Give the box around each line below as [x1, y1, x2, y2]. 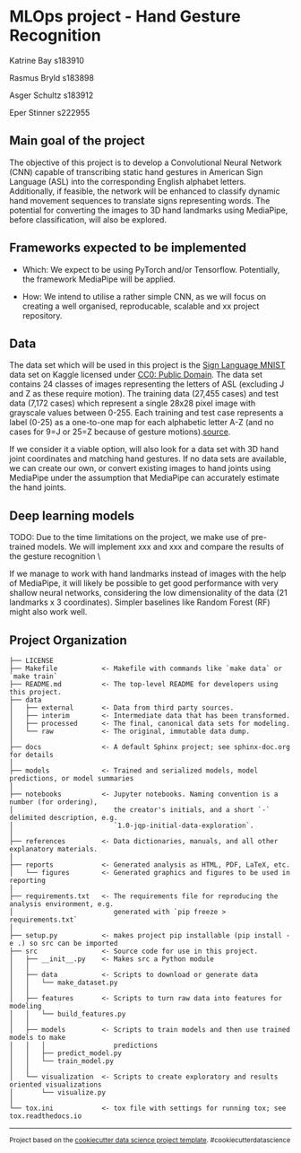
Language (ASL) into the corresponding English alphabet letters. [9, 176, 246, 187]
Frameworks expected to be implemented [9, 240, 246, 256]
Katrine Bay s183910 [9, 55, 85, 66]
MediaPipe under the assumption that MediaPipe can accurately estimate [9, 473, 279, 484]
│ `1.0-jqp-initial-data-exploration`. [9, 821, 254, 830]
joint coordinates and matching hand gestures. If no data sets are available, [9, 453, 287, 464]
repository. [21, 310, 63, 320]
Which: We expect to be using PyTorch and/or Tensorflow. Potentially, [21, 264, 280, 275]
